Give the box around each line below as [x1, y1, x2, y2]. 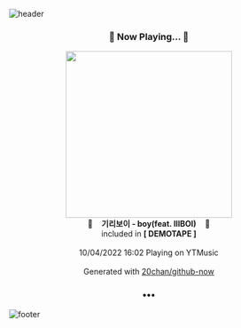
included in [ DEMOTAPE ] [101, 228, 197, 239]
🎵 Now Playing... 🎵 [108, 30, 190, 43]
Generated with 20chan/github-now [83, 267, 214, 277]
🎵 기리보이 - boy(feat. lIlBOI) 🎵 [87, 219, 211, 229]
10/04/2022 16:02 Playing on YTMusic [79, 247, 219, 258]
